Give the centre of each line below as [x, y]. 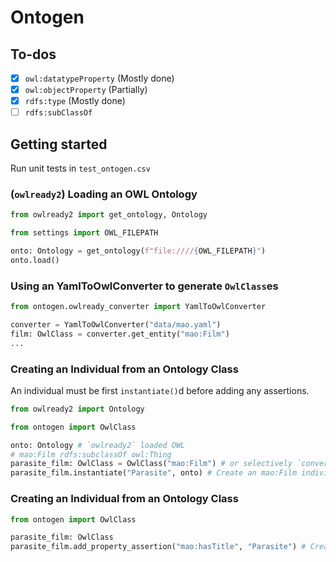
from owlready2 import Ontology [77, 409]
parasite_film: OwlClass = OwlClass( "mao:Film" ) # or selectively [151, 464]
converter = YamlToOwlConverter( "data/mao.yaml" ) [116, 325]
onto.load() [35, 260]
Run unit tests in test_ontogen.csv [80, 168]
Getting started [59, 144]
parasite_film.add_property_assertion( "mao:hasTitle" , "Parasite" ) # [158, 547]
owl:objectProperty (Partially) [86, 90]
